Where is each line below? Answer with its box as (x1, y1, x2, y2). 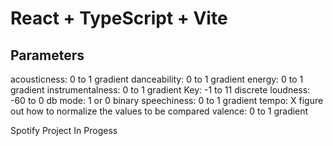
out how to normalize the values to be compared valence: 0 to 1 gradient (10, 105, 309, 117)
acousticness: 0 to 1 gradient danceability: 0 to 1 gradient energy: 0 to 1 (10, 73, 304, 85)
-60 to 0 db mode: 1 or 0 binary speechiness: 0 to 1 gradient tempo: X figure (10, 95, 324, 106)
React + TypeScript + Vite (10, 7, 228, 30)
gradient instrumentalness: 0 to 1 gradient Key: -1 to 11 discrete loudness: (10, 84, 311, 96)
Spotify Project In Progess (10, 125, 118, 136)
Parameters (10, 47, 85, 64)
